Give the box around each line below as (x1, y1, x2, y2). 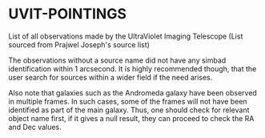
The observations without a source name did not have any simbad (8, 55, 227, 65)
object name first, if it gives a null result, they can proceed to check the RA (8, 113, 255, 123)
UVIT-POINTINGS (8, 5, 126, 23)
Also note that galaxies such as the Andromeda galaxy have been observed (8, 87, 258, 97)
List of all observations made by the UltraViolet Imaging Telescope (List (8, 31, 243, 41)
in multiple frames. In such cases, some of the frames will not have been (8, 96, 247, 106)
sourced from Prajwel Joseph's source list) (8, 39, 151, 49)
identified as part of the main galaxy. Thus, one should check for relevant (8, 105, 250, 115)
